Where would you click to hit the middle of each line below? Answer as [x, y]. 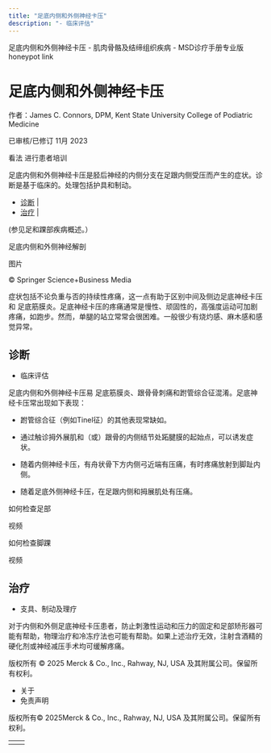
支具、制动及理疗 [48, 609]
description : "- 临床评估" [51, 23]
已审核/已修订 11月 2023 [48, 141]
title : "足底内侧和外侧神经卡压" [58, 16]
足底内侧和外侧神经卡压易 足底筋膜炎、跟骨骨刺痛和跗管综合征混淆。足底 [129, 393]
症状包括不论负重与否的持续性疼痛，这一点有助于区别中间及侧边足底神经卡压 [135, 297]
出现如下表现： [61, 403]
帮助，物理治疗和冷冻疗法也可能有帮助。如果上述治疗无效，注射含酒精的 [142, 636]
